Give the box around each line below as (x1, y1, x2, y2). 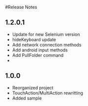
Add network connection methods (12, 42, 82, 48)
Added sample (12, 95, 42, 101)
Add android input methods (12, 47, 68, 53)
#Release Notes (5, 4, 37, 10)
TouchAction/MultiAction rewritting (12, 90, 84, 96)
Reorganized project (12, 84, 54, 90)
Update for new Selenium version (12, 31, 80, 37)
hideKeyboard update (12, 36, 57, 42)
